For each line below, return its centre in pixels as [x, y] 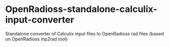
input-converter [40, 20]
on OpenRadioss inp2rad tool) [37, 39]
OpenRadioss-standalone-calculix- [81, 9]
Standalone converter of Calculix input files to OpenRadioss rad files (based [84, 33]
